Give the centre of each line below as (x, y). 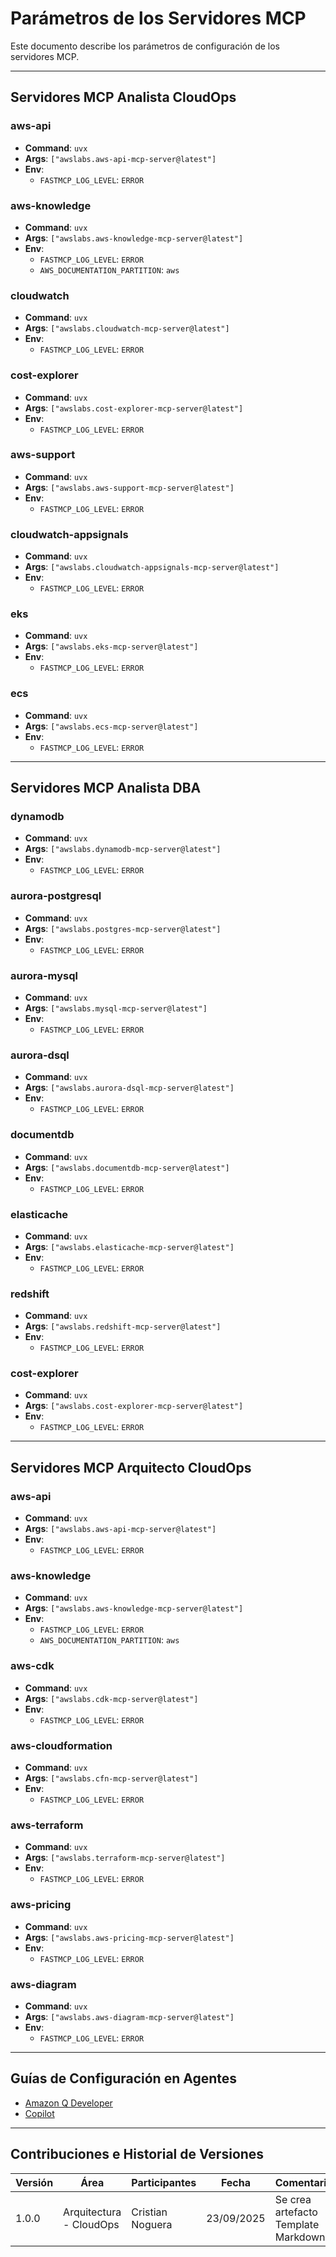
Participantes (164, 2182)
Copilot (39, 2113)
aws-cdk (32, 1666)
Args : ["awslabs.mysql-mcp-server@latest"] (116, 1008)
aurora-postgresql (56, 896)
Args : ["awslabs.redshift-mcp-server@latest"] (123, 1326)
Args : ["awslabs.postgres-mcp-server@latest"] (123, 928)
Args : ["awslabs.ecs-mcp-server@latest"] (111, 726)
